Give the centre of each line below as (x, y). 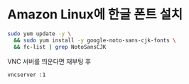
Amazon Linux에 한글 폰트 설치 (95, 14)
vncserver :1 (27, 75)
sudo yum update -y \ (39, 34)
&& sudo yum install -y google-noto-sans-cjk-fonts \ (95, 40)
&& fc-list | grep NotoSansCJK (60, 47)
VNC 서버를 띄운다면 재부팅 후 (49, 61)
